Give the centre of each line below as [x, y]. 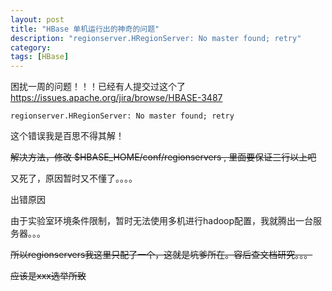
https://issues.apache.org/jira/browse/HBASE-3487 [116, 98]
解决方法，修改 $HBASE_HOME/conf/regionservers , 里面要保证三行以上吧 [163, 157]
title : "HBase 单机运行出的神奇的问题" [85, 29]
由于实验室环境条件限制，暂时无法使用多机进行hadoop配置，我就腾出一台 [162, 221]
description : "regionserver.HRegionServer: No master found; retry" [156, 38]
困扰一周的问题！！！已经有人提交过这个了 [98, 87]
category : [31, 47]
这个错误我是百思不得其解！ [67, 136]
